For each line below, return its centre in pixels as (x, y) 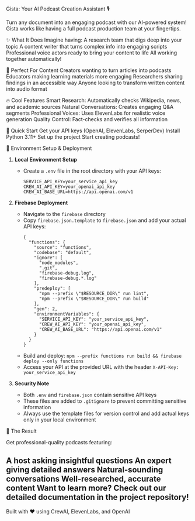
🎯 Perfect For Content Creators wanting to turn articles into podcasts (89, 70)
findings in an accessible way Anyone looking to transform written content (95, 83)
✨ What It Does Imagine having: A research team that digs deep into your (94, 40)
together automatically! (34, 59)
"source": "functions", (63, 248)
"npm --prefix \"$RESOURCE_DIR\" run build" (94, 299)
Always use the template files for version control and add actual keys (106, 413)
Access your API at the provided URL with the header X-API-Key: (101, 367)
